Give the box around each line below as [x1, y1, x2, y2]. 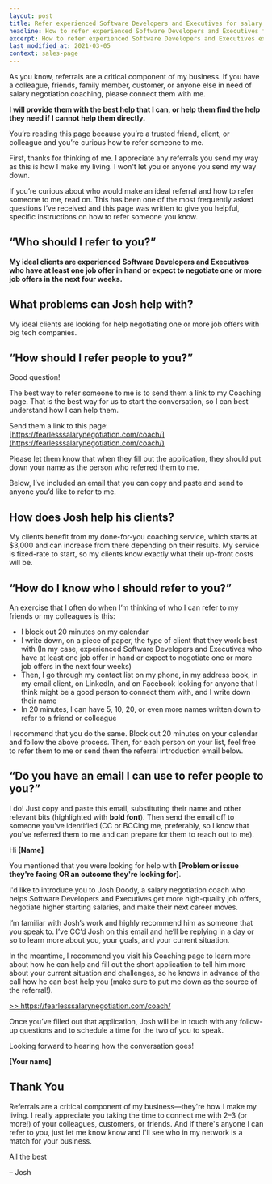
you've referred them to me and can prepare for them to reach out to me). [9, 829, 255, 839]
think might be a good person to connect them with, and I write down [20, 688, 251, 697]
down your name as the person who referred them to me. [9, 462, 200, 472]
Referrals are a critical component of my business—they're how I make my [9, 1101, 257, 1111]
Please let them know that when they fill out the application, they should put [9, 454, 262, 464]
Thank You [9, 1080, 65, 1094]
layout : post [9, 11, 53, 20]
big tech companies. [9, 327, 77, 337]
